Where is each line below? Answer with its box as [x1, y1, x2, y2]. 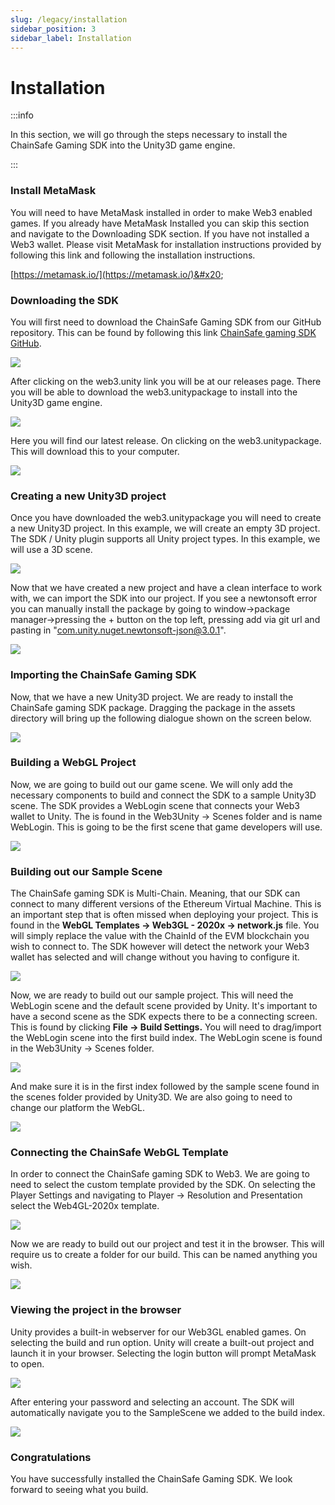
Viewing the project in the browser [10, 1303, 182, 1317]
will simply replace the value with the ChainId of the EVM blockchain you [10, 930, 310, 942]
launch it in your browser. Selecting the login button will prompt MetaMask [10, 1347, 317, 1359]
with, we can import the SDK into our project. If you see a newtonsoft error [10, 592, 318, 605]
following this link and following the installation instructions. [10, 249, 256, 261]
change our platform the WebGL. [10, 1102, 146, 1114]
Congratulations [10, 1450, 92, 1464]
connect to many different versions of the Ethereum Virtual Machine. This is [10, 898, 322, 910]
